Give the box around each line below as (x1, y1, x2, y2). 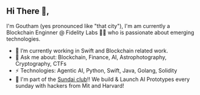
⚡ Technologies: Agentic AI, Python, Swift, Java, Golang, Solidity (15, 66, 177, 74)
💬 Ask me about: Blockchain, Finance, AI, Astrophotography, (15, 53, 167, 61)
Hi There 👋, (6, 6, 50, 16)
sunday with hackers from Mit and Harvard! (15, 82, 124, 89)
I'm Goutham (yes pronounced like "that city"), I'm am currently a (6, 22, 171, 29)
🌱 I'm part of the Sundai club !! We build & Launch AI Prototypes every (15, 76, 190, 83)
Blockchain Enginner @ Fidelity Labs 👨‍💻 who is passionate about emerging (6, 29, 195, 36)
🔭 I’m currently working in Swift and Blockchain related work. (15, 47, 168, 54)
